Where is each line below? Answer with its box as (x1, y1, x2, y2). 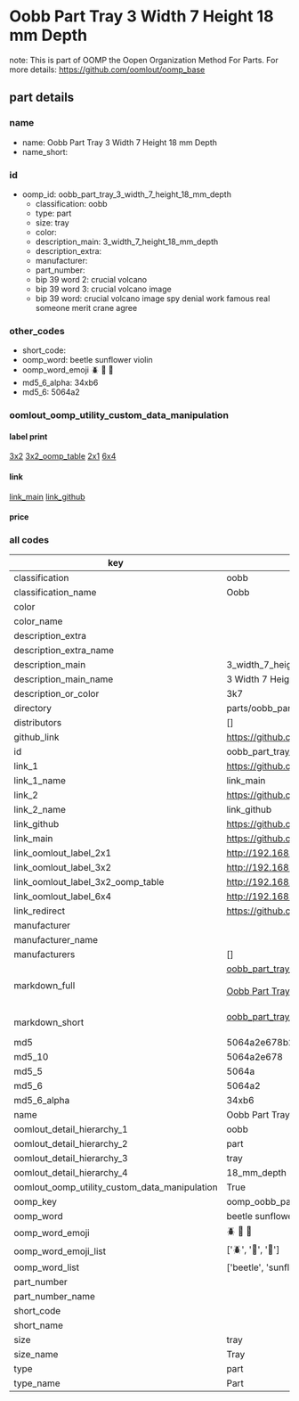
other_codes (9, 324, 65, 337)
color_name (13, 615, 63, 627)
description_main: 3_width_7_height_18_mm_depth (35, 236, 219, 247)
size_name (13, 1348, 59, 1361)
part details (9, 90, 75, 105)
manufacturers (13, 948, 76, 961)
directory (13, 702, 52, 715)
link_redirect (13, 905, 66, 917)
